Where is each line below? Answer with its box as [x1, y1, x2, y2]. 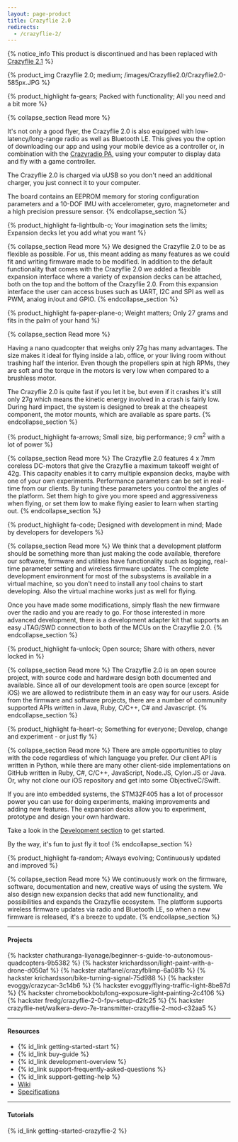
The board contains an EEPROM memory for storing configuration [7, 192, 200, 201]
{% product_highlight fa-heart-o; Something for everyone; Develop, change [7, 724, 228, 733]
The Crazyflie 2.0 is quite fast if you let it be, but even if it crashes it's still [7, 388, 222, 396]
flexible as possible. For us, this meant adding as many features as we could [7, 250, 230, 259]
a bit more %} [7, 100, 47, 108]
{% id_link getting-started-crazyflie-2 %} [7, 1126, 127, 1135]
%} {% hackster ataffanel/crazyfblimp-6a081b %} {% [50, 966, 206, 975]
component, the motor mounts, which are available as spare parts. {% [7, 410, 211, 419]
